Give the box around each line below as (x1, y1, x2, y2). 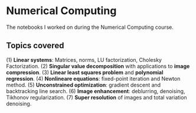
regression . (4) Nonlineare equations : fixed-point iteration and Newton (6, 75, 181, 82)
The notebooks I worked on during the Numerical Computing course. (6, 24, 174, 31)
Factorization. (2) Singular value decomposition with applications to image (6, 62, 190, 69)
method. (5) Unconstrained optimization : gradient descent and (6, 81, 161, 88)
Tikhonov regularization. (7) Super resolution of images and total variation (6, 94, 187, 101)
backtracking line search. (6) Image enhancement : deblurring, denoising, (6, 87, 185, 95)
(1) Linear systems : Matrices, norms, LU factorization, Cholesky (6, 56, 162, 63)
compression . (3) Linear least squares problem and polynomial (6, 69, 164, 76)
